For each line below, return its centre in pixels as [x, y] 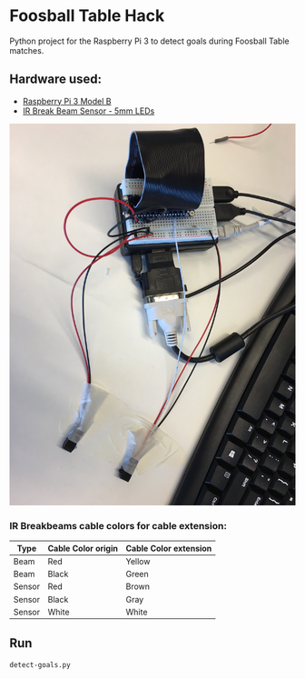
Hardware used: [56, 80]
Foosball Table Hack [87, 16]
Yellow [138, 561]
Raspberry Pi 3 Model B [67, 101]
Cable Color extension [169, 548]
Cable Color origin [83, 548]
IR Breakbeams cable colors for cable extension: [118, 525]
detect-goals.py [40, 665]
